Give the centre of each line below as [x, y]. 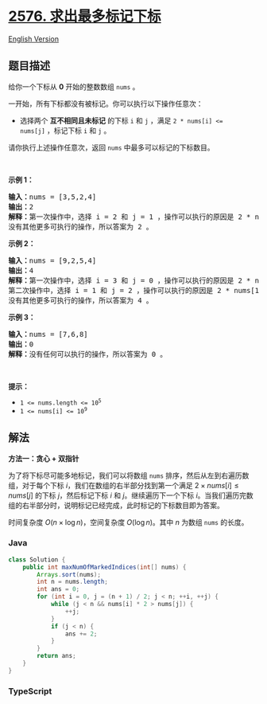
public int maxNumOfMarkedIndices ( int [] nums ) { [104, 567]
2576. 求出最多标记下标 [85, 16]
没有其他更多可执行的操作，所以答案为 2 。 [81, 227]
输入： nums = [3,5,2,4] [52, 197]
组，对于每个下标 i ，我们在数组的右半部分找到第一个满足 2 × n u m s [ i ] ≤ [124, 485]
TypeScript [30, 691]
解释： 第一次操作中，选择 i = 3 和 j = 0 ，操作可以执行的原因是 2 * [130, 280]
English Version [34, 39]
